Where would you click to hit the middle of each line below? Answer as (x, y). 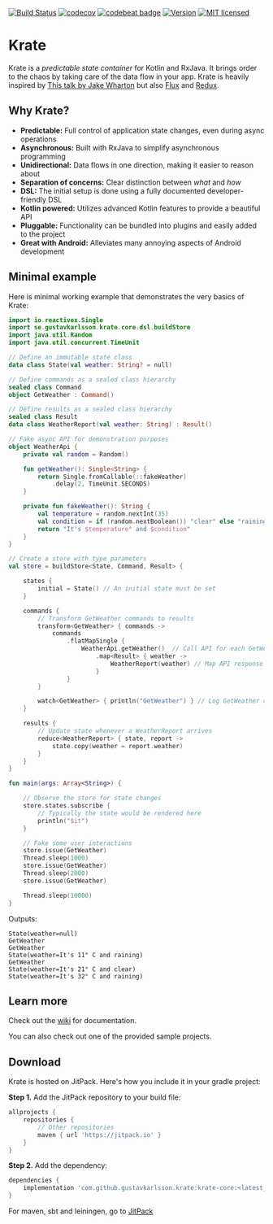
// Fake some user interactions (78, 843)
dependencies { (34, 1180)
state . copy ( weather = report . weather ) (117, 746)
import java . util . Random (50, 335)
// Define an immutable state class (70, 358)
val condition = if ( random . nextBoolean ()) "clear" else (136, 521)
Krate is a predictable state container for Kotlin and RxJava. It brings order (133, 68)
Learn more (38, 1001)
